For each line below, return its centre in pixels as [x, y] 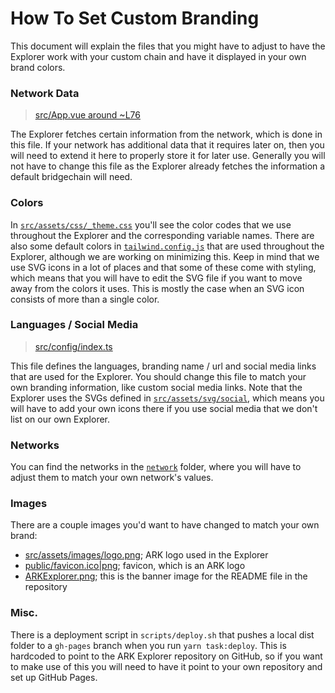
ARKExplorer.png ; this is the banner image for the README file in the [166, 576]
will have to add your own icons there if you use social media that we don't [164, 408]
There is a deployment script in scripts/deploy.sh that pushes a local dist [162, 634]
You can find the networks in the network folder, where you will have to [156, 467]
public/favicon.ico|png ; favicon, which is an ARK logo [135, 566]
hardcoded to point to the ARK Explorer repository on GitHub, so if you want [166, 656]
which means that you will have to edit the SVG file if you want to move [156, 278]
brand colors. [38, 67]
